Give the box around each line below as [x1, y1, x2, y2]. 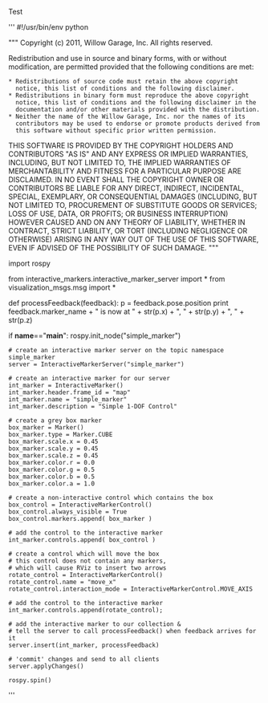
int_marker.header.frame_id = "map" [8, 388, 131, 396]
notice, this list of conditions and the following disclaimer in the [15, 99, 257, 107]
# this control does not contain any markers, [8, 557, 167, 565]
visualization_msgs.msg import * [8, 282, 116, 292]
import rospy [8, 258, 51, 268]
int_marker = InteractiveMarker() [8, 381, 124, 389]
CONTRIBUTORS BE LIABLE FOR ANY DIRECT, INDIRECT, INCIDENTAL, [8, 184, 245, 193]
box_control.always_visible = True [8, 508, 128, 516]
